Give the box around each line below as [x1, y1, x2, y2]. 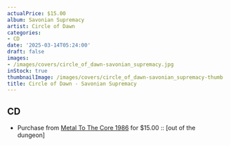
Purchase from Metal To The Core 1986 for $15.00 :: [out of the [17, 124, 196, 132]
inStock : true [7, 67, 48, 74]
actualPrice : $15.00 [7, 10, 67, 17]
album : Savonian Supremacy [7, 16, 85, 23]
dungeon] [17, 131, 45, 139]
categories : [7, 29, 41, 36]
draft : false [7, 49, 45, 56]
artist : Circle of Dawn [7, 23, 76, 29]
